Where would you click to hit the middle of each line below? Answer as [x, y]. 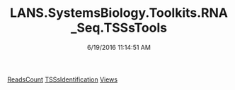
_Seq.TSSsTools [119, 28]
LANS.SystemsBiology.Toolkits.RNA [119, 13]
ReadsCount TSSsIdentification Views [63, 79]
